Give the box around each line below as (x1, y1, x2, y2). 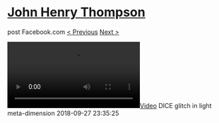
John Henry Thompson (7, 4, 146, 20)
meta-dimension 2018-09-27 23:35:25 (7, 109, 119, 117)
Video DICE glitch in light (140, 101, 212, 110)
